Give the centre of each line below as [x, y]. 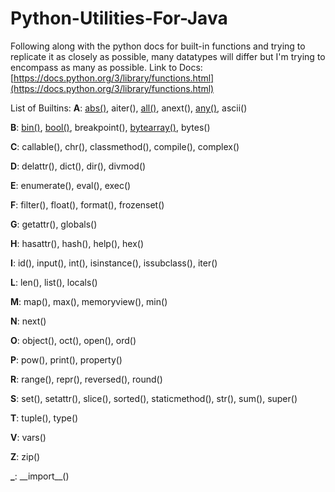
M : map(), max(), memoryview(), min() [89, 301]
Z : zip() [25, 456]
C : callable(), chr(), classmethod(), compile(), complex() [125, 146]
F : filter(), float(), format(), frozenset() [87, 204]
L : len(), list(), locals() [54, 282]
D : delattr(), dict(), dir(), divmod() [78, 166]
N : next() [28, 321]
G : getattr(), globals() [54, 224]
